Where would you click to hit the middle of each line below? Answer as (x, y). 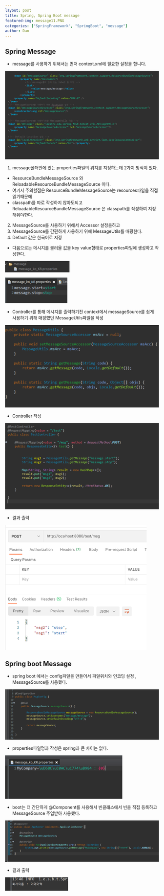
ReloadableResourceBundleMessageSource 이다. (61, 184)
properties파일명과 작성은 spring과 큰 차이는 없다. (60, 748)
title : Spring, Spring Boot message (42, 15)
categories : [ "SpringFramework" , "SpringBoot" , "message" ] (66, 26)
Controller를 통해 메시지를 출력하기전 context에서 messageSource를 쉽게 (83, 312)
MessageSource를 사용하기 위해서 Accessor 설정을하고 (66, 225)
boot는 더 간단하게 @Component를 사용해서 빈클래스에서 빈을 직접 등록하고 (84, 807)
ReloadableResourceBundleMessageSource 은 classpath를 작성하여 (80, 208)
